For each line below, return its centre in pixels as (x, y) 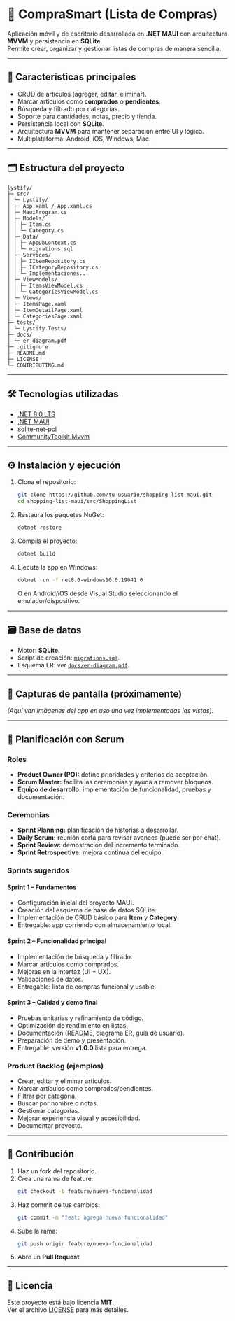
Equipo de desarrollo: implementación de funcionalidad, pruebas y (114, 789)
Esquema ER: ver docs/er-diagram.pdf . (73, 665)
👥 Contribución (41, 1154)
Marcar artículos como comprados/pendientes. (85, 1088)
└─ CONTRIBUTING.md (36, 365)
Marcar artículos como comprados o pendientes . (89, 101)
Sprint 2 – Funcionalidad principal (57, 941)
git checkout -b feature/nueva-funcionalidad (85, 1191)
